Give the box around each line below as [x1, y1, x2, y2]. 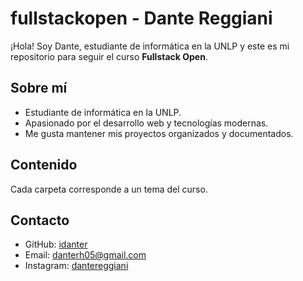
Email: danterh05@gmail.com [24, 249, 147, 261]
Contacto [10, 212, 70, 229]
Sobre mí [10, 80, 68, 97]
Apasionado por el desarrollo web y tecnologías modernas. [24, 117, 269, 129]
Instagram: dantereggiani [24, 260, 129, 272]
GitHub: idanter [24, 238, 88, 251]
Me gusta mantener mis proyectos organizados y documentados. [24, 127, 294, 139]
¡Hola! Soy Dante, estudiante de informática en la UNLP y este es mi [10, 40, 290, 52]
